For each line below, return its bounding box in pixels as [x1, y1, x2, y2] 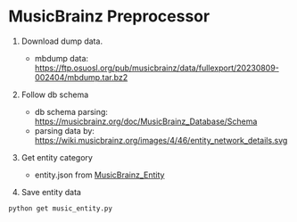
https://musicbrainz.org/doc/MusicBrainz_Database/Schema [34, 116, 258, 127]
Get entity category [21, 152, 93, 162]
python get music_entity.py [8, 203, 113, 213]
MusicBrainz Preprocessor [8, 6, 210, 27]
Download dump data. [21, 36, 103, 46]
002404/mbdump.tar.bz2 [34, 71, 128, 82]
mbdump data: [34, 53, 89, 63]
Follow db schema [21, 89, 89, 100]
